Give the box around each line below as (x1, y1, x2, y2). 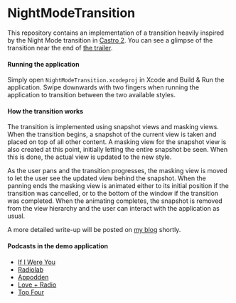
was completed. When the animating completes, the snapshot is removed (7, 197, 222, 205)
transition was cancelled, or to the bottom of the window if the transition (7, 189, 219, 198)
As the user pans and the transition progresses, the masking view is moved (7, 167, 227, 175)
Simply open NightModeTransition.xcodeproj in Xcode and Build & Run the (7, 76, 225, 84)
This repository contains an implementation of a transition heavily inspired (7, 28, 225, 37)
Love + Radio (17, 280, 57, 289)
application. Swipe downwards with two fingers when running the (7, 83, 200, 92)
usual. (7, 211, 26, 221)
